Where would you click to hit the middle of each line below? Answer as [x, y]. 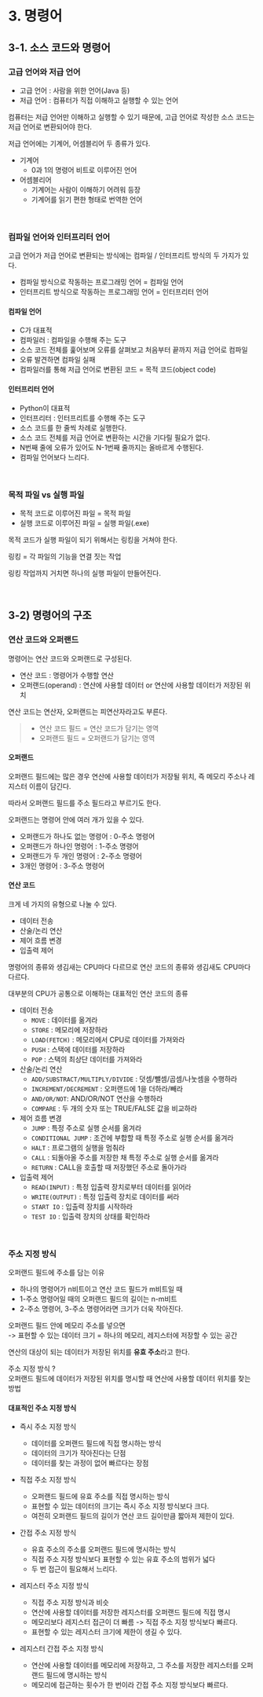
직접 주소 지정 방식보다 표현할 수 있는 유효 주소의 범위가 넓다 [123, 1560]
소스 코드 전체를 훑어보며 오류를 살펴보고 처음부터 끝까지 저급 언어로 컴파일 [134, 350]
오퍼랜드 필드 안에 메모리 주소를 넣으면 [67, 1325]
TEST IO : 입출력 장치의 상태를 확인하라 [91, 1216]
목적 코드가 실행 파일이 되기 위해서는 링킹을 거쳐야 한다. [93, 540]
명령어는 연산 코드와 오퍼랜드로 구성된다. [70, 658]
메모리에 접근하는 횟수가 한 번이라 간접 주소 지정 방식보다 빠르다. [130, 1685]
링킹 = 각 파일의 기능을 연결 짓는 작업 [65, 556]
